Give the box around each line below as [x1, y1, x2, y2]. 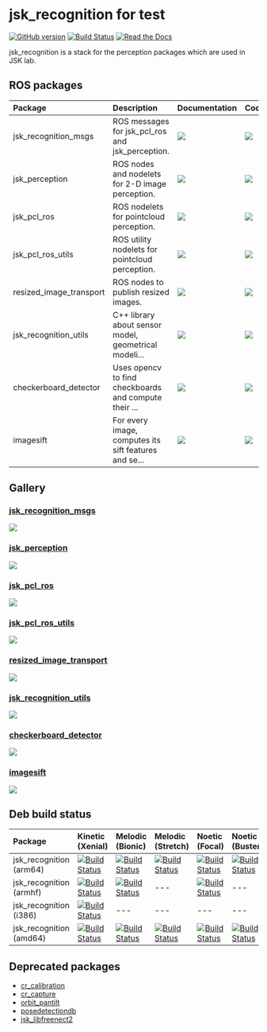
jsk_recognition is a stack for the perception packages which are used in [9, 47, 246, 56]
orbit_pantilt [20, 998, 60, 1007]
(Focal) [196, 841, 224, 852]
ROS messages [113, 115, 170, 126]
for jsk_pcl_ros [113, 126, 167, 137]
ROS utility [113, 234, 152, 245]
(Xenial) [77, 841, 109, 852]
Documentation [177, 102, 237, 113]
